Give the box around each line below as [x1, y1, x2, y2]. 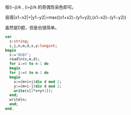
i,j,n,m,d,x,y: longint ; [9, 43, 57, 48]
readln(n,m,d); [9, 57, 40, 62]
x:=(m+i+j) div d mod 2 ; [14, 79, 62, 84]
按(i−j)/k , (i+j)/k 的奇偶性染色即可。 [5, 4, 76, 10]
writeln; [9, 97, 27, 102]
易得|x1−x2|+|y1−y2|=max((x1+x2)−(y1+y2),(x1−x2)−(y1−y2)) [5, 14, 127, 20]
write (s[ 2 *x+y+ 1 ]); [14, 88, 53, 93]
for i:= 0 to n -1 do [9, 61, 49, 66]
